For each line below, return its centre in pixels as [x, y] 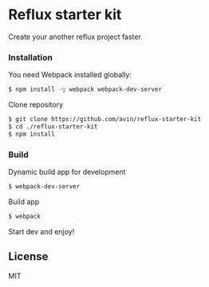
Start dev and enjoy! [41, 231]
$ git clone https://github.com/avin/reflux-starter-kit [105, 120]
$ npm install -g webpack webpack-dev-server [85, 89]
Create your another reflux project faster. [76, 37]
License [28, 257]
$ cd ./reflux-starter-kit [53, 126]
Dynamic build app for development [67, 172]
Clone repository [36, 104]
